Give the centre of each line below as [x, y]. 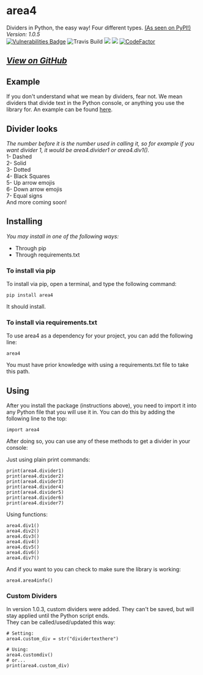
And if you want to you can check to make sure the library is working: [94, 569]
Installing [24, 222]
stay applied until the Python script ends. [58, 616]
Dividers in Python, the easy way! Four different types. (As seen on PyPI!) [99, 28]
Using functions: [27, 515]
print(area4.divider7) [35, 503]
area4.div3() [23, 537]
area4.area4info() [30, 580]
